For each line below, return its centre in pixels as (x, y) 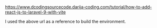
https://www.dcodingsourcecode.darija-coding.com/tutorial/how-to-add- (78, 7)
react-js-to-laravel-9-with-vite (35, 12)
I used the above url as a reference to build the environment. (66, 21)
